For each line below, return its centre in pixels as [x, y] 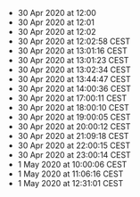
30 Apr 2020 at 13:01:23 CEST [73, 60]
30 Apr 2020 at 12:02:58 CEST [74, 41]
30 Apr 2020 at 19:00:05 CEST [74, 117]
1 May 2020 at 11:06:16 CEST [70, 174]
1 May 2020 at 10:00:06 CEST [72, 164]
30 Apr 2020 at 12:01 [56, 22]
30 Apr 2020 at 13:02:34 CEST [74, 70]
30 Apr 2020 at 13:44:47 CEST [74, 79]
